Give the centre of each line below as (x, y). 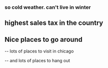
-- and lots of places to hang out (37, 61)
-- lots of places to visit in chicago (39, 51)
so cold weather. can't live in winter (48, 7)
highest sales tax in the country (54, 23)
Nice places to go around (44, 40)
